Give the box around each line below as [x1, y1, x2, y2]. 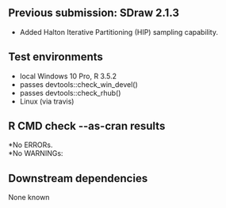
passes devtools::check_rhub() [19, 88, 121, 97]
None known [8, 193, 50, 202]
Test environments [8, 51, 103, 64]
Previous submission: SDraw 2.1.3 [8, 6, 180, 20]
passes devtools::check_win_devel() [19, 79, 139, 89]
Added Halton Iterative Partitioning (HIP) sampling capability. [19, 27, 219, 36]
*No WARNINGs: [8, 149, 63, 158]
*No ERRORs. [8, 140, 53, 149]
